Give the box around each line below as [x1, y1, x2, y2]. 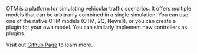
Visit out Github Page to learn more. [6, 41, 93, 48]
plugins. [6, 30, 25, 37]
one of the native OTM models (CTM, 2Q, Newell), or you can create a [6, 18, 176, 24]
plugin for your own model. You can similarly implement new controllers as [6, 23, 188, 31]
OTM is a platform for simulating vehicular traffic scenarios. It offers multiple [6, 5, 192, 12]
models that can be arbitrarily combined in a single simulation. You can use [6, 11, 189, 18]
